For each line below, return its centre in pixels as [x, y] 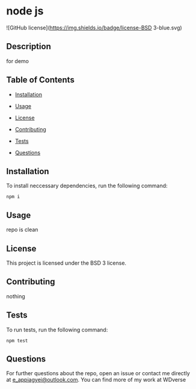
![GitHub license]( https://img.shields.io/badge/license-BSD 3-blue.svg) [94, 28]
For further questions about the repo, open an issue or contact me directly [98, 373]
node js [25, 11]
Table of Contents [41, 80]
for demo [17, 61]
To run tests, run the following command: [57, 330]
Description [29, 47]
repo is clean [22, 230]
